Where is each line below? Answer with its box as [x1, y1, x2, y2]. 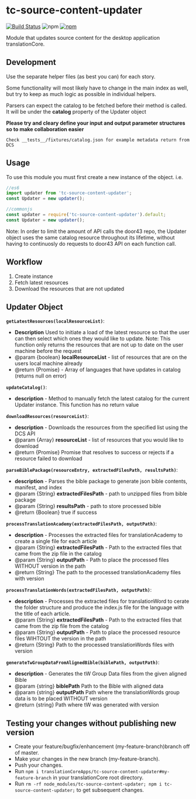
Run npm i [14, 768, 39, 775]
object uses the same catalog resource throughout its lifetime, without [6, 234, 175, 241]
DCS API [14, 430, 36, 437]
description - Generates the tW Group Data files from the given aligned [14, 670, 187, 677]
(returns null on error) [14, 372, 67, 379]
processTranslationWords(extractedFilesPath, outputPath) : [6, 587, 152, 594]
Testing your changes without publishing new [6, 718, 177, 728]
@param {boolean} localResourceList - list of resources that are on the [14, 354, 187, 361]
